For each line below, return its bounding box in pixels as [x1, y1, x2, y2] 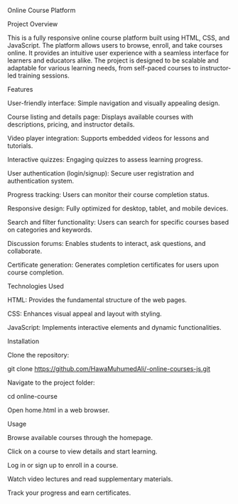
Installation [7, 337, 40, 345]
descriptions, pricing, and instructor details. [7, 120, 135, 129]
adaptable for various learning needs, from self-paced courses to [7, 64, 199, 72]
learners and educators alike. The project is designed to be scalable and [7, 56, 219, 65]
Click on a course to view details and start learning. [7, 447, 158, 456]
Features [7, 85, 33, 93]
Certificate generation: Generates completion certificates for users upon [7, 261, 219, 269]
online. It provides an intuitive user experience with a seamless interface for [7, 49, 229, 57]
